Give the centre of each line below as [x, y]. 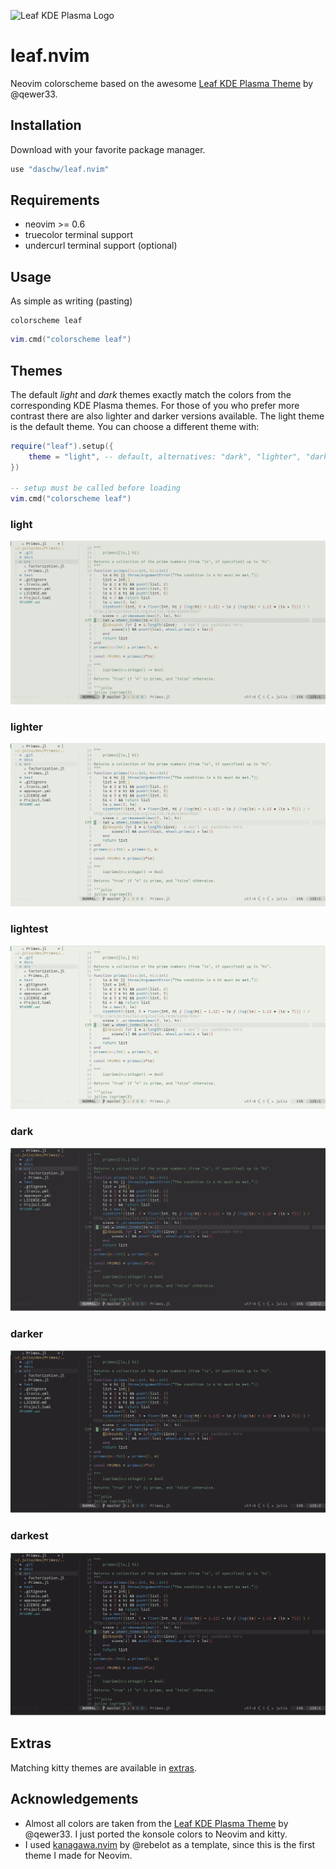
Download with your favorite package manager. [108, 149]
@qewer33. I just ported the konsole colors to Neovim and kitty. [156, 1834]
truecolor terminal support [78, 235]
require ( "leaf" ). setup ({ [62, 446]
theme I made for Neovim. [78, 1855]
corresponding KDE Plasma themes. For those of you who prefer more [155, 405]
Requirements [55, 200]
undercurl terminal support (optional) [101, 246]
